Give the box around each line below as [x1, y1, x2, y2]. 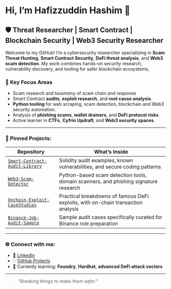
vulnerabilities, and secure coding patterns [59, 163, 161, 170]
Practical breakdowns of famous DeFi [59, 192, 149, 200]
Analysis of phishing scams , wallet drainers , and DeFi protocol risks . [12, 112, 160, 118]
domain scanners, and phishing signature [59, 178, 158, 185]
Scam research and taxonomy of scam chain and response [12, 90, 136, 97]
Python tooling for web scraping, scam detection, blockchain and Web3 [12, 101, 164, 107]
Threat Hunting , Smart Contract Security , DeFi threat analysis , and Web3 [5, 55, 163, 61]
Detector [8, 181, 29, 187]
